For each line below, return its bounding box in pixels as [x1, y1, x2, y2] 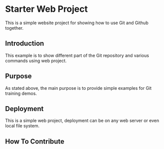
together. [5, 25, 24, 31]
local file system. [5, 123, 40, 129]
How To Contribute [5, 137, 65, 146]
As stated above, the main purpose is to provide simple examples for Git [5, 85, 152, 91]
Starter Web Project [5, 3, 88, 15]
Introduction [5, 39, 44, 48]
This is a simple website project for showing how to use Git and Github [5, 20, 149, 26]
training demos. [5, 90, 37, 96]
